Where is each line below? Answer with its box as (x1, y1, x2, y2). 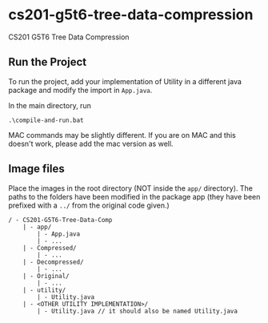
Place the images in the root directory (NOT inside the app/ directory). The (8, 183, 254, 193)
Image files (8, 162, 66, 176)
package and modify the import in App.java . (8, 85, 153, 95)
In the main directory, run (8, 100, 92, 110)
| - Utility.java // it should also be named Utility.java (37, 307, 238, 315)
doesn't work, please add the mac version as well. (8, 139, 174, 148)
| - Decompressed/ (22, 258, 84, 266)
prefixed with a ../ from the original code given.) (8, 200, 170, 210)
